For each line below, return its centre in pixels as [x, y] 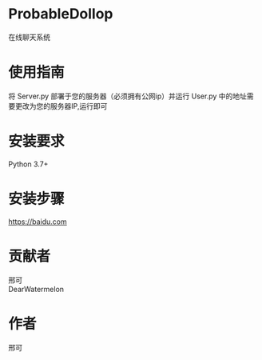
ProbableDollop [61, 14]
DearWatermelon [36, 289]
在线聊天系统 [29, 37]
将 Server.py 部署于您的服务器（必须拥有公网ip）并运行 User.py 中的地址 [128, 96]
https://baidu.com [38, 222]
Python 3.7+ [28, 164]
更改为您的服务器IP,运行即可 [61, 106]
